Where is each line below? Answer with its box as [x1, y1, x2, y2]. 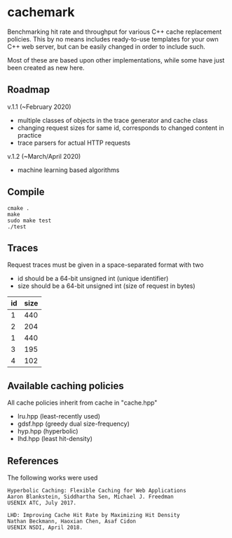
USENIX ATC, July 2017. [7, 499, 77, 506]
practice [17, 131, 42, 139]
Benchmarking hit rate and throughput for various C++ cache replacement [7, 27, 222, 36]
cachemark [7, 4, 75, 20]
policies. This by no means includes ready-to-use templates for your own [7, 34, 219, 43]
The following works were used [7, 473, 98, 482]
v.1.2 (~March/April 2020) [7, 152, 81, 160]
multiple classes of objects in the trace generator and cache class [17, 116, 208, 124]
